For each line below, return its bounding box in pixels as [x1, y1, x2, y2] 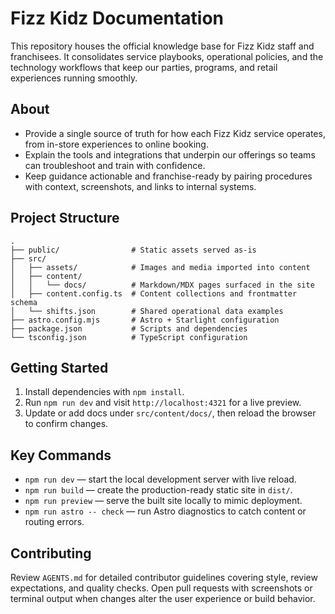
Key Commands [10, 447, 112, 464]
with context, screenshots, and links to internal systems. [24, 180, 257, 192]
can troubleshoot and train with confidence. [24, 159, 206, 171]
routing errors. [24, 516, 85, 528]
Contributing [10, 545, 92, 562]
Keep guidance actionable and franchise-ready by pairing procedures [24, 170, 313, 182]
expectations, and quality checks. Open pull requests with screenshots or [10, 582, 313, 594]
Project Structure [10, 210, 120, 227]
